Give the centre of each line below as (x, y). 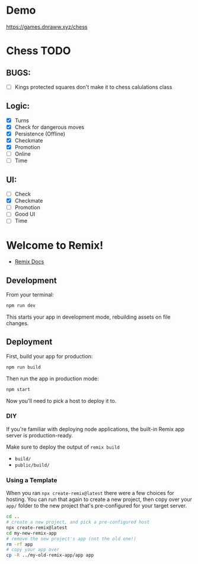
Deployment (29, 342)
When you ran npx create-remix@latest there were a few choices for (90, 493)
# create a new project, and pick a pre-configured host (78, 522)
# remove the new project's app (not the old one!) (71, 538)
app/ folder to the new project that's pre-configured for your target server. (97, 506)
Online (23, 154)
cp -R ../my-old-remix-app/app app (50, 555)
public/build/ (32, 465)
